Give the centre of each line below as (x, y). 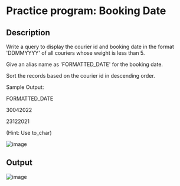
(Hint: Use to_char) (29, 133)
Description (28, 33)
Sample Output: (25, 87)
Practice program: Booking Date (86, 11)
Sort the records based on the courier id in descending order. (81, 76)
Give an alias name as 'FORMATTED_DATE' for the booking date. (85, 64)
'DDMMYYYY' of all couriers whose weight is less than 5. (76, 53)
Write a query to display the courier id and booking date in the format (90, 46)
